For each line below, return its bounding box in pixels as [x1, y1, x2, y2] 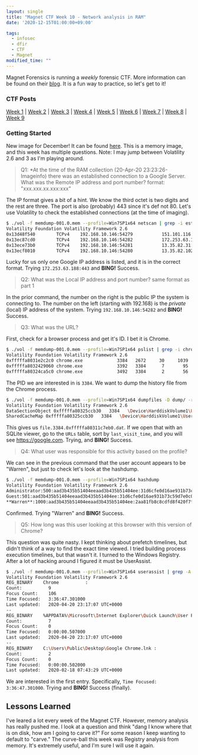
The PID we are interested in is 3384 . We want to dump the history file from [6, 379, 187, 386]
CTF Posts [6, 95, 37, 103]
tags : [6, 30, 19, 36]
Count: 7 [6, 618, 51, 624]
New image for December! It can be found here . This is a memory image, [6, 143, 183, 150]
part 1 [20, 282, 35, 289]
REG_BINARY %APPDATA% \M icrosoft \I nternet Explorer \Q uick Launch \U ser [6, 612, 189, 618]
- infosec [11, 36, 35, 42]
